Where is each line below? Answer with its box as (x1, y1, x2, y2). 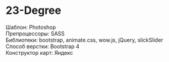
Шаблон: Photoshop (5, 23, 57, 31)
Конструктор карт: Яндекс (5, 49, 73, 56)
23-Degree (5, 4, 61, 17)
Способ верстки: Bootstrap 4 (5, 43, 79, 50)
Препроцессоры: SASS (5, 29, 65, 37)
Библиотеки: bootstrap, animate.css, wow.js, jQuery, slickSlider (5, 36, 164, 43)
